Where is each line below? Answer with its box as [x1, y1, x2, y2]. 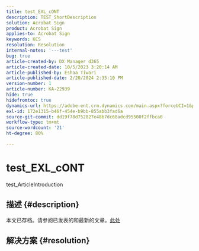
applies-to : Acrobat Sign [6, 31, 70, 37]
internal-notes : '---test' [6, 48, 73, 54]
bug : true [6, 53, 31, 59]
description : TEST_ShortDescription [6, 14, 97, 20]
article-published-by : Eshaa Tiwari [6, 70, 97, 76]
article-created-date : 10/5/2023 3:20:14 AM [6, 64, 118, 70]
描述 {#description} [6, 200, 80, 210]
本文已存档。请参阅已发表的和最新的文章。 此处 [6, 217, 120, 224]
